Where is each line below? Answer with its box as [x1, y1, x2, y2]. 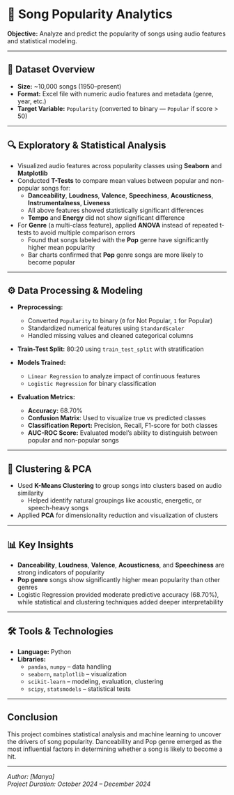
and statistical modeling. [7, 36, 78, 45]
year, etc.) [17, 97, 47, 105]
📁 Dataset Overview [7, 64, 95, 75]
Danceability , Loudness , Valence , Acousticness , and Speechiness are [17, 561, 225, 569]
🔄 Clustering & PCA [7, 463, 92, 475]
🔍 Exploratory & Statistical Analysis [7, 140, 166, 151]
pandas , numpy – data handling [27, 662, 111, 671]
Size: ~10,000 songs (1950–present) [17, 82, 122, 90]
